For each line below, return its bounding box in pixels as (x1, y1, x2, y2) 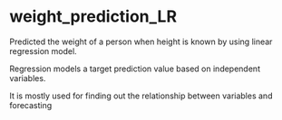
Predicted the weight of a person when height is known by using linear (9, 36, 273, 47)
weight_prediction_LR (9, 6, 178, 27)
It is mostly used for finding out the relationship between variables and (9, 90, 273, 101)
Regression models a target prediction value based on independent (9, 63, 261, 74)
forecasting (9, 99, 53, 110)
